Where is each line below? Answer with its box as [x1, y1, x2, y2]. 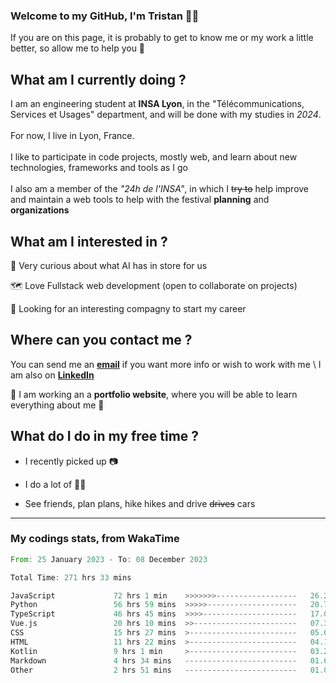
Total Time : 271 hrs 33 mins [10, 572, 132, 583]
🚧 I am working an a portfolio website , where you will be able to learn [10, 388, 298, 400]
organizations [10, 204, 70, 216]
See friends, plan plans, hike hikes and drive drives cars [24, 497, 256, 509]
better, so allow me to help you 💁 [10, 42, 146, 54]
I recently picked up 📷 [24, 455, 119, 467]
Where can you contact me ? [10, 332, 193, 349]
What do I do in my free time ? [10, 428, 200, 445]
